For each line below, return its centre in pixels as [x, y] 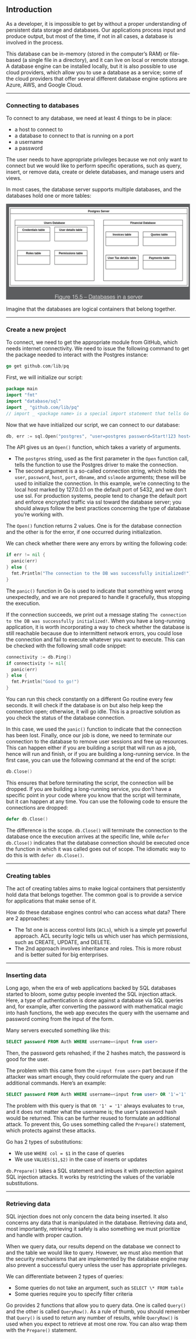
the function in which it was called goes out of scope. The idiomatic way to [96, 849]
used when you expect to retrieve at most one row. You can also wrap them [97, 1324]
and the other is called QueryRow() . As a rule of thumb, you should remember [98, 1312]
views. [14, 178]
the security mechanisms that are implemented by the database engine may [97, 1259]
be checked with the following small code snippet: [66, 645]
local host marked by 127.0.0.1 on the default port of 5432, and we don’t [100, 490]
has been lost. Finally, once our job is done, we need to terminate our [89, 735]
